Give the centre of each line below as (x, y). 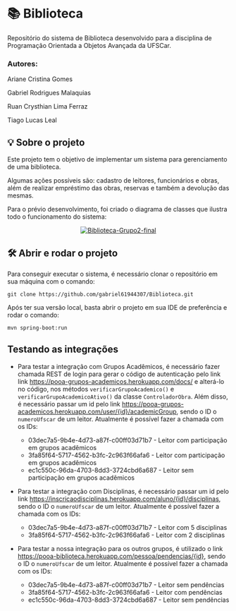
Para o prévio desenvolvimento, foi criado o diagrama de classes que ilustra (117, 210)
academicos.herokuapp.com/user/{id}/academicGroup (97, 411)
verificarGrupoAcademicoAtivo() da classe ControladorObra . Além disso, (123, 397)
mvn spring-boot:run (38, 328)
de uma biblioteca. (34, 167)
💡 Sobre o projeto (46, 142)
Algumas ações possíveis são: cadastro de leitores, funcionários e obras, (113, 181)
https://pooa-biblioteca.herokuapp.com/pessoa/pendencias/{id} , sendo (122, 556)
